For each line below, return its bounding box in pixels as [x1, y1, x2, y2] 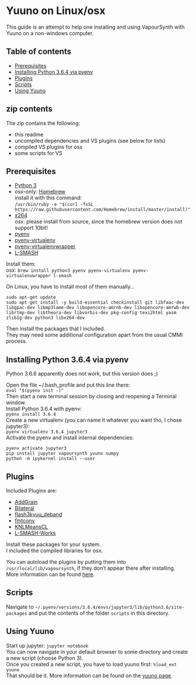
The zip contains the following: [6, 119, 80, 126]
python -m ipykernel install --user [6, 456, 95, 462]
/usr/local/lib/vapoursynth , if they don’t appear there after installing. [6, 564, 176, 572]
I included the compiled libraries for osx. [6, 547, 104, 554]
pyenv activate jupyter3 [6, 446, 67, 452]
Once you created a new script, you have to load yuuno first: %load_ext [6, 660, 177, 667]
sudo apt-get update [6, 294, 57, 301]
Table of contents [6, 47, 71, 57]
